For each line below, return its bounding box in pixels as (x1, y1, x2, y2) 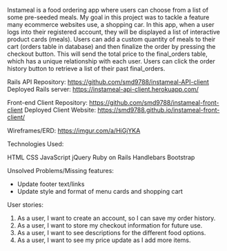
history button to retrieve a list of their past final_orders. (7, 65, 166, 72)
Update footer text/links (17, 180, 85, 188)
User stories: (7, 201, 43, 209)
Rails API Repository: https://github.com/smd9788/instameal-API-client (7, 78, 209, 86)
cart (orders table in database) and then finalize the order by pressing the (7, 43, 216, 50)
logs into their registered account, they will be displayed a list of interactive (7, 28, 221, 36)
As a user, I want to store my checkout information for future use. (17, 221, 203, 230)
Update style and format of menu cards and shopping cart (17, 188, 183, 195)
